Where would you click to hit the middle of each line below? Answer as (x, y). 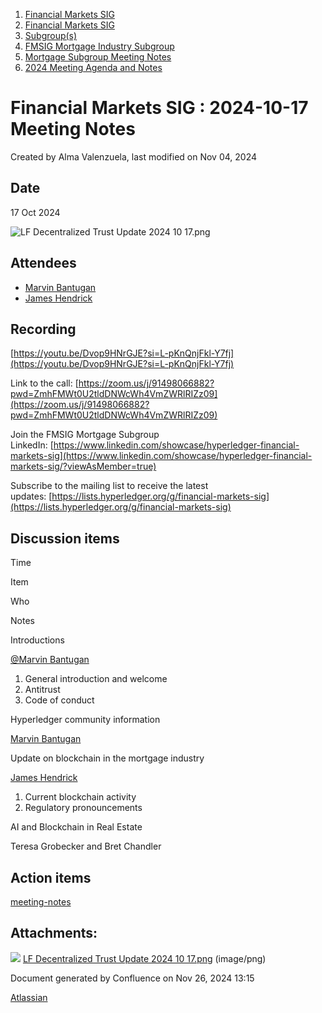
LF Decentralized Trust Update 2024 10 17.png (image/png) (144, 958)
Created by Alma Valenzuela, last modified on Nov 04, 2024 (133, 156)
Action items (51, 877)
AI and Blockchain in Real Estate (76, 827)
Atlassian (29, 997)
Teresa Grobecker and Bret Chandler (86, 846)
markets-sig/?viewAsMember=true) (83, 466)
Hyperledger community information (85, 720)
